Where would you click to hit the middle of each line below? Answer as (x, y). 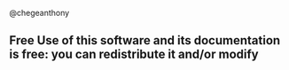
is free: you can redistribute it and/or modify (134, 54)
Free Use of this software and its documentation (145, 40)
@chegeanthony (39, 13)
